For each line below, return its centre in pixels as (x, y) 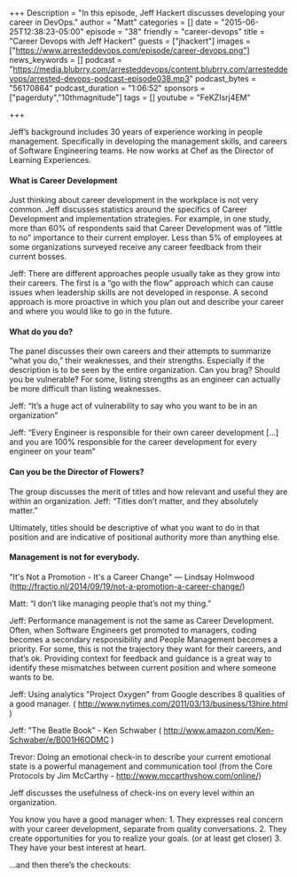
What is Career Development (63, 180)
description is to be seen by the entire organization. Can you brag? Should (145, 370)
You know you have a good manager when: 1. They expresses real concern (146, 819)
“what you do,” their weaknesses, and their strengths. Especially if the (137, 361)
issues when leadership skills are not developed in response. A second (139, 292)
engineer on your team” (52, 452)
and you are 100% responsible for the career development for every (133, 442)
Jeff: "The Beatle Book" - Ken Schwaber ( (86, 730)
